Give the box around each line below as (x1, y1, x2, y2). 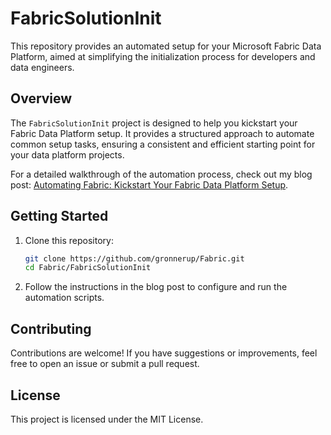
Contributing (10, 320, 92, 337)
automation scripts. (24, 292, 105, 304)
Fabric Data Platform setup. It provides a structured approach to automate (10, 127, 315, 139)
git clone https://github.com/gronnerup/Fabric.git (24, 253, 245, 264)
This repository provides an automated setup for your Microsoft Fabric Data (10, 40, 322, 52)
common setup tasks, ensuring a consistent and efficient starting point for (10, 138, 316, 150)
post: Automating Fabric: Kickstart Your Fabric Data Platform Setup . (10, 178, 289, 191)
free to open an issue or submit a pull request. (10, 358, 200, 370)
